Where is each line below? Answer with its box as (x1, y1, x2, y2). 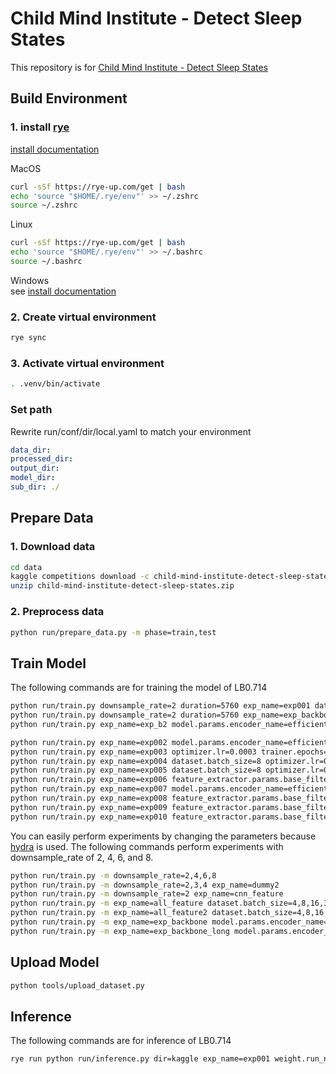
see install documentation (10, 285, 117, 297)
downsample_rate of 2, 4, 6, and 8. (10, 851, 154, 863)
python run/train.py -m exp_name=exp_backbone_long (10, 926, 230, 936)
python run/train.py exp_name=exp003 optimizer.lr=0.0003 (10, 747, 257, 757)
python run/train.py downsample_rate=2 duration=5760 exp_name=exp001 (10, 701, 311, 711)
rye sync (10, 333, 47, 343)
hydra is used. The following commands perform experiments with (10, 840, 284, 852)
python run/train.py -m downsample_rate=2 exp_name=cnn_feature (10, 889, 284, 899)
